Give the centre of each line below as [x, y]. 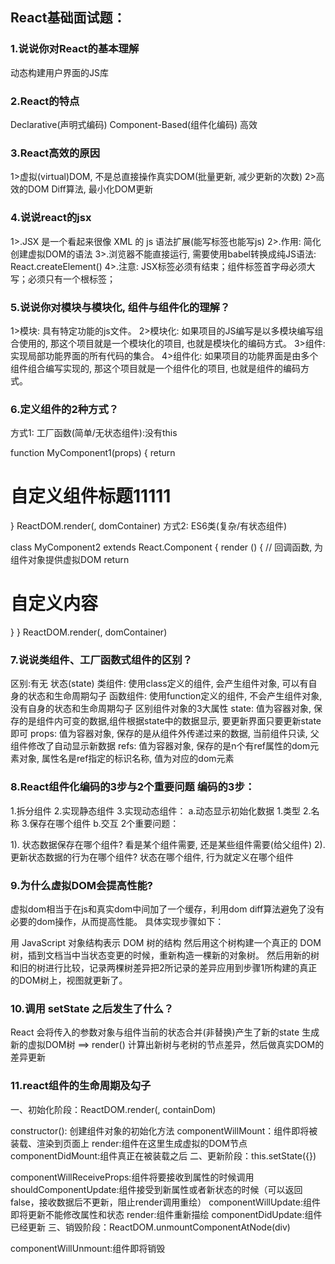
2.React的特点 [45, 101]
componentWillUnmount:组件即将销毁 [88, 1248]
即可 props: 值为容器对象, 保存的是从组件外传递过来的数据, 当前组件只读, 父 [165, 734]
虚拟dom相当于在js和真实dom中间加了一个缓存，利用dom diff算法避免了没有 [167, 909]
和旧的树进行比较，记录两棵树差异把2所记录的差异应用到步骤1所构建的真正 [164, 967]
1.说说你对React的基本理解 [75, 49]
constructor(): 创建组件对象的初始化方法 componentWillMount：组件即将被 [164, 1130]
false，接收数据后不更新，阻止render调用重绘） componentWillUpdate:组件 [165, 1202]
